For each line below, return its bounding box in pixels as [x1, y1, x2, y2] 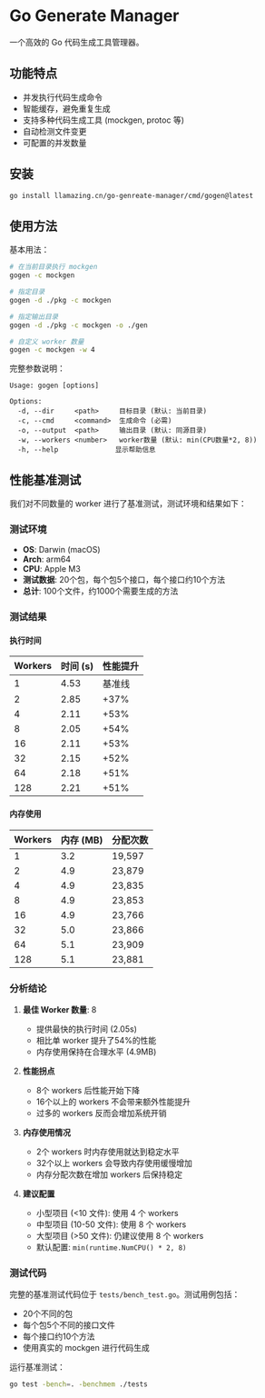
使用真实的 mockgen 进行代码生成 [22, 1343, 150, 1353]
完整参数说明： [9, 363, 65, 374]
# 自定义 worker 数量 [9, 337, 84, 346]
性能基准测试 [9, 472, 82, 487]
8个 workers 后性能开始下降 [35, 1084, 141, 1095]
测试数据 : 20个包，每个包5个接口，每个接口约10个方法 [22, 574, 225, 585]
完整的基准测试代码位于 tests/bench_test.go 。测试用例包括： [9, 1289, 240, 1300]
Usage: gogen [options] [9, 381, 100, 391]
